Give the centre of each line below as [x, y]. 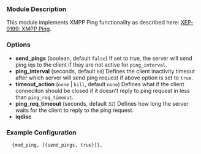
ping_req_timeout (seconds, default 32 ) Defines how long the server [102, 103]
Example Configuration [41, 132]
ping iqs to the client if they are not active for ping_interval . [91, 64]
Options [18, 45]
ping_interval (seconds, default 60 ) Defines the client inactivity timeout [105, 71]
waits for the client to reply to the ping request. [74, 110]
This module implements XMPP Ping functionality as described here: [93, 23]
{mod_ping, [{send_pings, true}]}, [57, 145]
